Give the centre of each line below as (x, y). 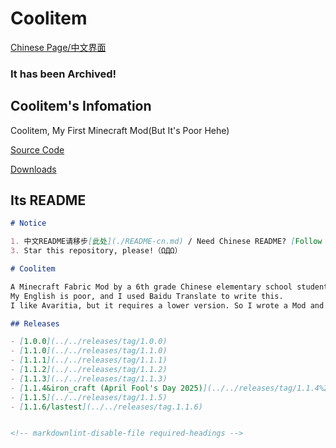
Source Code (37, 149)
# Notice (28, 223)
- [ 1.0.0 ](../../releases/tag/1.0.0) (89, 342)
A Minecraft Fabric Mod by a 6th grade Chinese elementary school (151, 287)
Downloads (33, 169)
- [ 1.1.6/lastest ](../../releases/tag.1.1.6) (106, 407)
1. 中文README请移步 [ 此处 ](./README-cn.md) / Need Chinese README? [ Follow (166, 242)
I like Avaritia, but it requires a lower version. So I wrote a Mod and (167, 305)
